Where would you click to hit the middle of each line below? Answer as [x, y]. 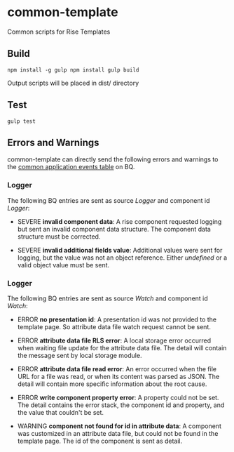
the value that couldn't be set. [60, 412]
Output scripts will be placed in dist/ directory [73, 83]
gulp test [22, 121]
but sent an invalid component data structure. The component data [114, 229]
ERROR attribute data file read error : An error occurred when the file [117, 368]
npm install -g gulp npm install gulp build [73, 70]
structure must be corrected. [59, 237]
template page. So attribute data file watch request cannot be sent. [114, 326]
